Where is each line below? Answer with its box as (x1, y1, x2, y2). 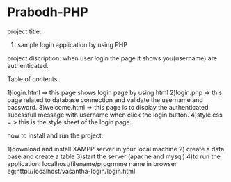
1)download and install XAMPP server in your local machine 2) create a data (7, 144, 225, 153)
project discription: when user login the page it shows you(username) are (7, 53, 218, 63)
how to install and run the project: (7, 131, 104, 140)
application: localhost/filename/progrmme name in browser (7, 159, 177, 167)
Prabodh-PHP (7, 4, 88, 20)
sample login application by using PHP (17, 40, 127, 49)
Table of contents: (7, 74, 59, 83)
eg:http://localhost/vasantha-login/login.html (7, 167, 136, 175)
